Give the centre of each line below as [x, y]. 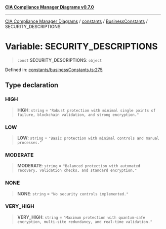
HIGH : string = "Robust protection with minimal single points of [86, 110]
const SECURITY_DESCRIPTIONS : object [60, 60]
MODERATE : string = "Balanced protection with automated [79, 166]
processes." [29, 143]
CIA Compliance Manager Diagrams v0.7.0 [50, 7]
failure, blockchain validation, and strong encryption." [78, 115]
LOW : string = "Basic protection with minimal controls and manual [88, 138]
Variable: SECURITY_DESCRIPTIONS [82, 47]
